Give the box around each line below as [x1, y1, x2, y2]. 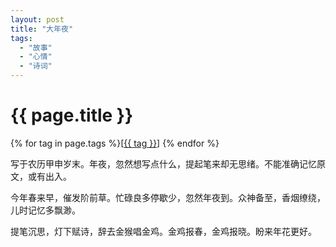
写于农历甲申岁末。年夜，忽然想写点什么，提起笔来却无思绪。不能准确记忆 [10, 157, 317, 170]
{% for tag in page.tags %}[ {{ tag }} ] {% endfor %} [10, 137, 220, 149]
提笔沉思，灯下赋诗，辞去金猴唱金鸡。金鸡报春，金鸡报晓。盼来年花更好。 [10, 225, 317, 237]
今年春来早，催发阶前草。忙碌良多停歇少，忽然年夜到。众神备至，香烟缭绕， [10, 191, 326, 203]
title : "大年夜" [10, 24, 74, 34]
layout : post [10, 14, 65, 25]
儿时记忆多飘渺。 [10, 204, 81, 216]
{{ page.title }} [10, 104, 134, 127]
